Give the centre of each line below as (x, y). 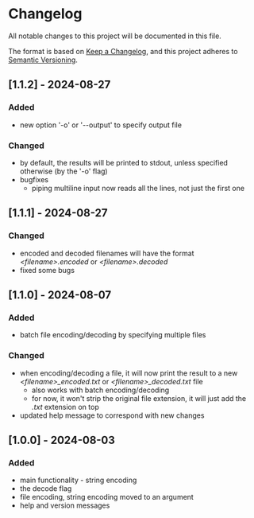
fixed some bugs (47, 270)
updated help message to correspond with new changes (112, 415)
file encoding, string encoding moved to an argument (107, 497)
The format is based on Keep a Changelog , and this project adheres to (123, 51)
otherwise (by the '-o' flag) (64, 171)
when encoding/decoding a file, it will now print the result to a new (129, 373)
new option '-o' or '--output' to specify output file (101, 125)
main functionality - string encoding (78, 480)
